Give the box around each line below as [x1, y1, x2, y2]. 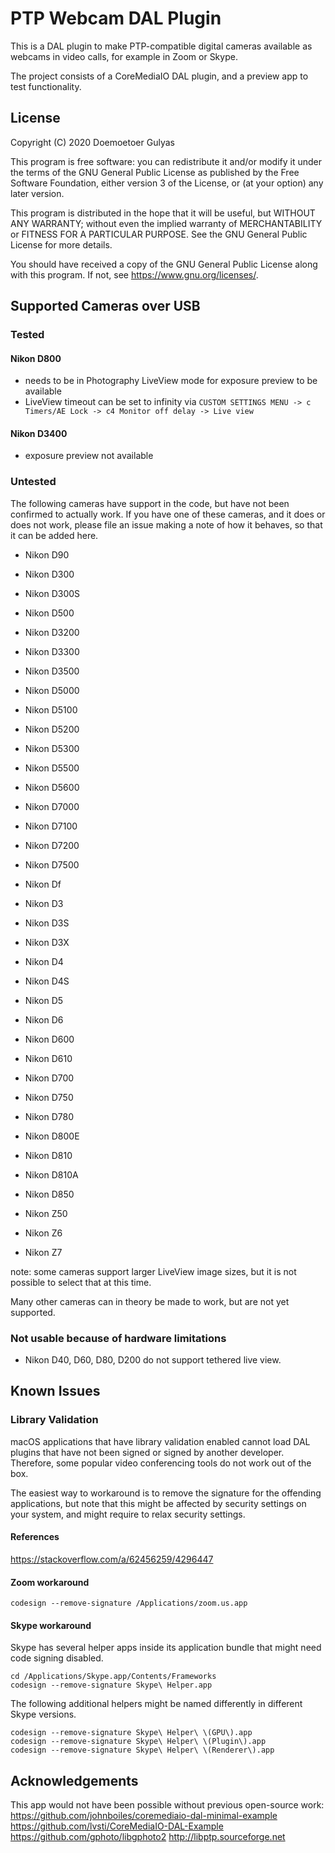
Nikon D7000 [24, 800, 80, 812]
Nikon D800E [24, 1130, 80, 1142]
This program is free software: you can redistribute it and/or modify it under [10, 155, 322, 167]
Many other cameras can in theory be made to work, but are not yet [10, 1295, 290, 1307]
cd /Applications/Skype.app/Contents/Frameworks [10, 1672, 217, 1682]
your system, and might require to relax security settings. [10, 1508, 246, 1520]
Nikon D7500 [24, 858, 80, 871]
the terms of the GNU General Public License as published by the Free [10, 166, 300, 178]
